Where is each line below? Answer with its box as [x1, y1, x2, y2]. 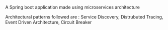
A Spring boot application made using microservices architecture [5, 4, 140, 10]
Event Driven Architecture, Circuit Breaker [5, 19, 92, 25]
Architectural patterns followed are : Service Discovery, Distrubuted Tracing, [5, 14, 163, 19]
